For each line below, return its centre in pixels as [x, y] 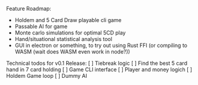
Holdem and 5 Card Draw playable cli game [68, 20]
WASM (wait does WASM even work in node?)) [72, 52]
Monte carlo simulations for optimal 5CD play [70, 33]
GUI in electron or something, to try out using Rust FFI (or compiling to [101, 45]
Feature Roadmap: [29, 9]
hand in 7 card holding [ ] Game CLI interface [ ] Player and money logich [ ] [99, 70]
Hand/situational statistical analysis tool [63, 39]
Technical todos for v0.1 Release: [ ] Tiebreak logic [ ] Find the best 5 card [97, 63]
